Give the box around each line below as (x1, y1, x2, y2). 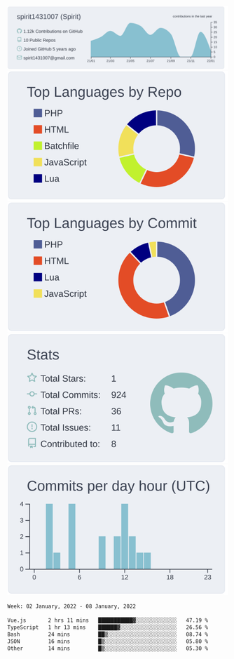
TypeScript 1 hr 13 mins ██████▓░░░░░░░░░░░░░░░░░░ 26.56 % (7, 624, 209, 631)
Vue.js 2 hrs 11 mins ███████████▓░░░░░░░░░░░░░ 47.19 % (7, 617, 209, 624)
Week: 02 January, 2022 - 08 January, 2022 (7, 603, 137, 610)
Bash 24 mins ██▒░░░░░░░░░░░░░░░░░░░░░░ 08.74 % (7, 631, 209, 638)
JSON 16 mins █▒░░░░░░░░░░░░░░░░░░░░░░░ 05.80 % (7, 638, 209, 645)
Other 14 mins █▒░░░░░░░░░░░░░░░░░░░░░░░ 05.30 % (7, 645, 209, 652)
